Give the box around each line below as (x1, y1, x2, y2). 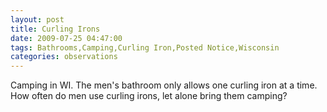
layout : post (10, 14, 65, 25)
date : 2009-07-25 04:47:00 (10, 33, 123, 43)
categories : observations (10, 52, 118, 62)
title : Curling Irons (10, 24, 101, 34)
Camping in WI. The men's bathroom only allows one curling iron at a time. (10, 79, 318, 91)
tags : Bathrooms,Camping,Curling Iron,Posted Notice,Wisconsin (10, 42, 280, 53)
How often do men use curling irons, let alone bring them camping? (10, 90, 288, 102)
